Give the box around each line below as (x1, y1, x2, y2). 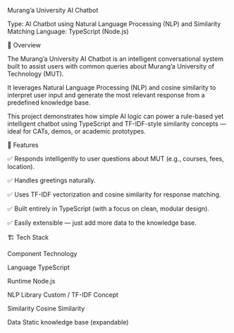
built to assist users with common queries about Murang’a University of (7, 62, 215, 70)
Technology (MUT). (7, 70, 64, 78)
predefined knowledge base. (7, 98, 91, 107)
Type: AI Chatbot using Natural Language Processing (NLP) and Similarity (7, 20, 221, 28)
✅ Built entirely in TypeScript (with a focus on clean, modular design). (7, 204, 210, 213)
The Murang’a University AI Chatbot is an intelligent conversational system (7, 54, 224, 63)
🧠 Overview (7, 41, 41, 49)
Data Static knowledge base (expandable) (7, 318, 129, 326)
